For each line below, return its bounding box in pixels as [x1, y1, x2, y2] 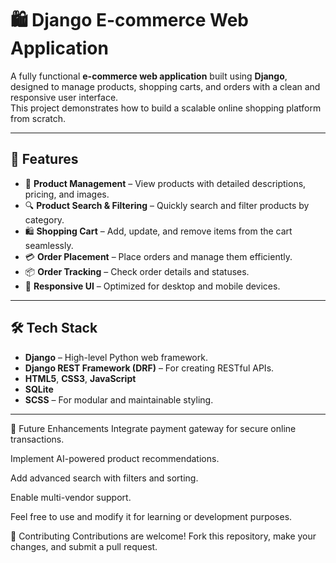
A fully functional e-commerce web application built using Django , [10, 70, 288, 82]
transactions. [10, 433, 65, 445]
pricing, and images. [24, 188, 110, 200]
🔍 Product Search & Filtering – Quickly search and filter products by [24, 199, 310, 211]
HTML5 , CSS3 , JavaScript [24, 372, 137, 384]
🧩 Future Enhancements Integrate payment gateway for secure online [10, 422, 297, 434]
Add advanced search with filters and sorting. [10, 472, 199, 484]
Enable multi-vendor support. [10, 491, 132, 503]
